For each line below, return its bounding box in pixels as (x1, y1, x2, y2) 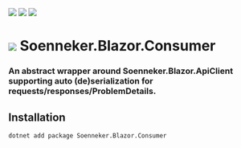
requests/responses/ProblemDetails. (8, 85, 157, 97)
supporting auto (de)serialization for (8, 76, 153, 87)
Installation (8, 110, 66, 124)
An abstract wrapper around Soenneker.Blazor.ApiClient (8, 65, 234, 76)
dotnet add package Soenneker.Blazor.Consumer (8, 131, 167, 140)
